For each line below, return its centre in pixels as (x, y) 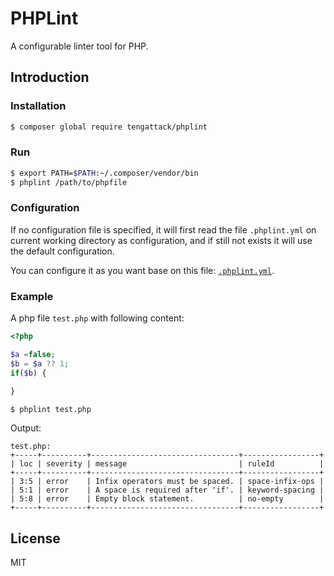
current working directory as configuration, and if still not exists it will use (161, 240)
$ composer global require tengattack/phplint (109, 127)
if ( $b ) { (28, 373)
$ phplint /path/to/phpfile (69, 182)
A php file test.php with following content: (97, 318)
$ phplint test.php (51, 409)
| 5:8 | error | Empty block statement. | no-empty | (167, 499)
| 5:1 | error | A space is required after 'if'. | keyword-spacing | (167, 490)
